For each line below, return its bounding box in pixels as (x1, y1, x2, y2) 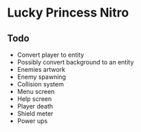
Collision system (17, 80, 64, 88)
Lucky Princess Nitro (7, 5, 129, 21)
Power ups (17, 117, 48, 125)
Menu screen (17, 88, 55, 95)
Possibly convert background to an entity (17, 58, 134, 66)
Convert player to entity (17, 50, 85, 59)
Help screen (17, 95, 52, 103)
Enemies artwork (17, 66, 65, 73)
